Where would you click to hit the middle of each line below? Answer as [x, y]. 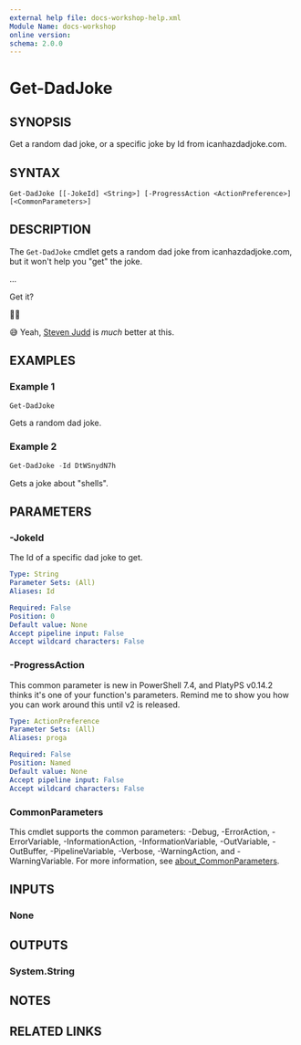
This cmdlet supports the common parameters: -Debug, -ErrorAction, [140, 831]
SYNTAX [35, 173]
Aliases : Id [32, 591]
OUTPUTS [39, 945]
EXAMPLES [42, 361]
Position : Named [40, 763]
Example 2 [33, 446]
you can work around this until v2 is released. [95, 705]
